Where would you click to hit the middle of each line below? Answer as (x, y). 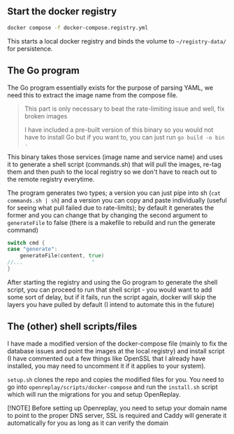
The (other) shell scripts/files (72, 326)
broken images (46, 116)
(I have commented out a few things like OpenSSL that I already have (107, 358)
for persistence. (30, 48)
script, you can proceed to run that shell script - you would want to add (110, 290)
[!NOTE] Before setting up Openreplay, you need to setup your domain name (117, 408)
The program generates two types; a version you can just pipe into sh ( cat (114, 193)
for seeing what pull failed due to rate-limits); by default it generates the (111, 208)
